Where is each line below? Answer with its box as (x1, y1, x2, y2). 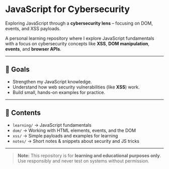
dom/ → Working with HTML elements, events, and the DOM (12, 127, 136, 133)
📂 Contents (5, 109, 41, 117)
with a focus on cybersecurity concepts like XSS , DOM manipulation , (5, 40, 150, 46)
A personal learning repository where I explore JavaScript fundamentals (5, 35, 154, 41)
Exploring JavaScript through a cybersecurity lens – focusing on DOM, (5, 20, 153, 26)
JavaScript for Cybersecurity (5, 4, 130, 15)
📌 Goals (5, 65, 30, 74)
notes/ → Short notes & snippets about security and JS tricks (12, 138, 140, 144)
